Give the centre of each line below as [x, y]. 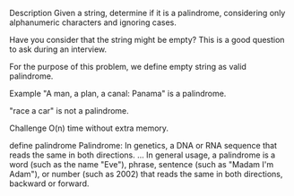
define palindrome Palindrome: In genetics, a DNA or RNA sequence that [143, 145]
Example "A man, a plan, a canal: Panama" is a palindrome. [118, 94]
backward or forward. [49, 183]
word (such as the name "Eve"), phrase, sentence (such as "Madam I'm [142, 164]
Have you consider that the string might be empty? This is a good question [147, 40]
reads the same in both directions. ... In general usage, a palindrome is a [143, 155]
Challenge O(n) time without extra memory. [89, 128]
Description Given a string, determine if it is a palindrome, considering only [147, 13]
